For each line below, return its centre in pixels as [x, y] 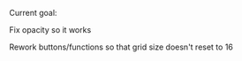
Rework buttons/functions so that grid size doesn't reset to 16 [121, 47]
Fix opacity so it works [50, 30]
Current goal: [33, 13]
